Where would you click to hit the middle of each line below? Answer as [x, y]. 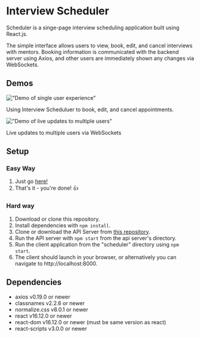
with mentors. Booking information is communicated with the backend [93, 51]
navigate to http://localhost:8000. [56, 263]
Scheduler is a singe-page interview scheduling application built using [93, 28]
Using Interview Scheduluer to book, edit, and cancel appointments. [90, 109]
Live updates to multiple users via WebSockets [64, 132]
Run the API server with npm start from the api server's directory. [96, 238]
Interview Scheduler [58, 11]
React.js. [17, 34]
